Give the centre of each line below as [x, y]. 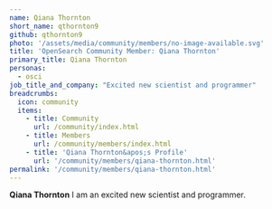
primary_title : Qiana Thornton [68, 60]
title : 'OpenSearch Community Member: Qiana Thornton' [115, 52]
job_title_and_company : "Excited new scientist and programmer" [133, 85]
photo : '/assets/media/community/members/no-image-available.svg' [137, 43]
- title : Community [62, 119]
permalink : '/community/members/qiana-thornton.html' [113, 169]
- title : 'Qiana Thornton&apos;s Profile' [107, 152]
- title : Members [58, 136]
